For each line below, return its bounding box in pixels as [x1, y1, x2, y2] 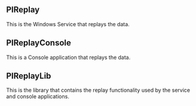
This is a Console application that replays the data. [6, 54, 131, 61]
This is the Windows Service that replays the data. [6, 20, 130, 27]
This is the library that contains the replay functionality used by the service [6, 86, 191, 94]
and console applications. [6, 93, 70, 100]
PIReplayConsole [6, 38, 72, 48]
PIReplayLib [6, 71, 51, 81]
